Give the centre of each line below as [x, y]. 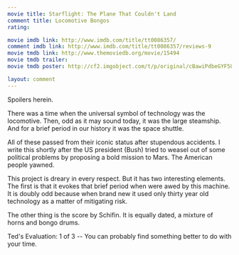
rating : [19, 27]
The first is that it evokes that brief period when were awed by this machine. [119, 186]
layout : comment [31, 79]
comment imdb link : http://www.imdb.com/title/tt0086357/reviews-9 [110, 47]
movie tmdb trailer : [38, 60]
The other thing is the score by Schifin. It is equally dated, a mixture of [110, 215]
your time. [22, 244]
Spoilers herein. [30, 99]
